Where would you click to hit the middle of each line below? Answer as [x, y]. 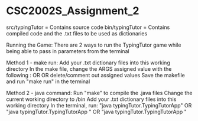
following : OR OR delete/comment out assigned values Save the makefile [95, 75]
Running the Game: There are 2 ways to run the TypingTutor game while [94, 45]
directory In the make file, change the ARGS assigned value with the [89, 68]
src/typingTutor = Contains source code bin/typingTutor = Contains [88, 27]
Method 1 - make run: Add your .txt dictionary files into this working [88, 63]
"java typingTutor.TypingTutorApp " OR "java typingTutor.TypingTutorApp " [97, 112]
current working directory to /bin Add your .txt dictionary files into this [91, 99]
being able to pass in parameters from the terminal [68, 51]
